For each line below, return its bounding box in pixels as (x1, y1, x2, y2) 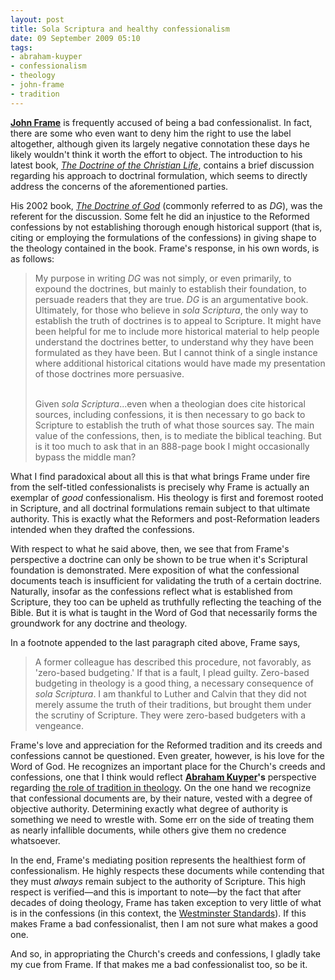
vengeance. (34, 719, 85, 731)
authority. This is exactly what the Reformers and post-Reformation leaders (10, 512, 320, 525)
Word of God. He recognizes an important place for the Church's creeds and (10, 760, 326, 772)
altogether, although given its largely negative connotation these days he (10, 137, 310, 150)
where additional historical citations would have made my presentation (34, 357, 326, 369)
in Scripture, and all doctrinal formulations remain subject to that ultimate (10, 502, 311, 514)
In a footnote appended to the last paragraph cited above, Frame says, (10, 636, 301, 648)
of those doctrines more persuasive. (34, 367, 185, 380)
